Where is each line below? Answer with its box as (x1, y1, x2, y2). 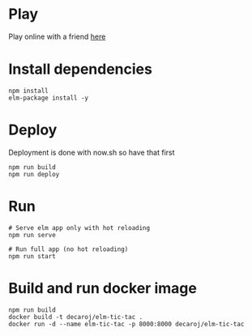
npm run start (8, 252, 57, 260)
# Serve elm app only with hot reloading (8, 223, 151, 232)
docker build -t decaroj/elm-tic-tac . (8, 313, 143, 321)
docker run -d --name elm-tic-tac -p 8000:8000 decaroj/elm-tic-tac (8, 320, 245, 328)
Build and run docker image (8, 279, 197, 297)
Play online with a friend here (8, 32, 106, 41)
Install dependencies (8, 60, 152, 79)
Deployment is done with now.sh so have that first (8, 147, 176, 157)
